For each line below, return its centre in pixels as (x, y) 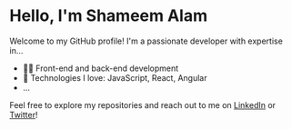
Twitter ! (24, 114)
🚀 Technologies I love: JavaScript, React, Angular (115, 77)
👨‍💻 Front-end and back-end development (101, 68)
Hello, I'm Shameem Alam (109, 16)
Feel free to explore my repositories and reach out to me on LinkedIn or (142, 104)
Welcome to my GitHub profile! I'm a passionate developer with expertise (146, 41)
